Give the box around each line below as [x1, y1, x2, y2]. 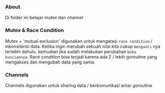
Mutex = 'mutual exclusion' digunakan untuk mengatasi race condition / [5, 38, 153, 44]
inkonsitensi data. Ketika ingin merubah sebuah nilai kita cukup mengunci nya [5, 43, 161, 49]
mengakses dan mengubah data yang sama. [5, 59, 95, 65]
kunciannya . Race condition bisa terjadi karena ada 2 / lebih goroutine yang [5, 54, 157, 60]
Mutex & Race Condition [5, 27, 64, 34]
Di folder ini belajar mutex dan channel [5, 15, 83, 21]
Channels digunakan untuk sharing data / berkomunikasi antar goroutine [5, 82, 152, 88]
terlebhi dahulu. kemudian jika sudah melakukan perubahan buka [5, 48, 137, 55]
